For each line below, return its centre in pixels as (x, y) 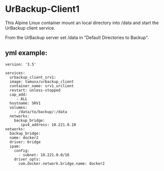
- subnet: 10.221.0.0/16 (44, 155)
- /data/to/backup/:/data (41, 112)
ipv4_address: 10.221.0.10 (48, 125)
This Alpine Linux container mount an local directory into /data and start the (82, 23)
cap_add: (19, 95)
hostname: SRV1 (25, 103)
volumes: (19, 107)
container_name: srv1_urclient (42, 86)
